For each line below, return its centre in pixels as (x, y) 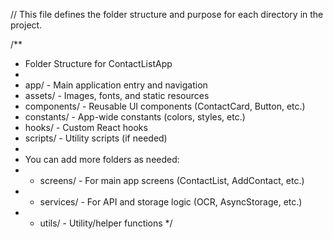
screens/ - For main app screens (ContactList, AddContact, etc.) (172, 180)
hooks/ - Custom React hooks (86, 127)
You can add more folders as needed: (102, 159)
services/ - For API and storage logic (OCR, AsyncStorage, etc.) (171, 202)
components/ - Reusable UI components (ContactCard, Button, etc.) (165, 106)
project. (26, 25)
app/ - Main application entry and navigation (116, 85)
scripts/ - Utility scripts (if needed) (96, 138)
